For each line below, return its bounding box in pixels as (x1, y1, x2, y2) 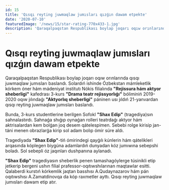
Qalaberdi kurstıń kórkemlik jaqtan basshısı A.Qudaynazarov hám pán (5, 168, 149, 174)
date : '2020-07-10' (5, 17, 46, 22)
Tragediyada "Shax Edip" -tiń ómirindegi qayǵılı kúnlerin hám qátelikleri (5, 137, 153, 143)
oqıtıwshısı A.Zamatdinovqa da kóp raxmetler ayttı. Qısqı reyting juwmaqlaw (5, 174, 162, 180)
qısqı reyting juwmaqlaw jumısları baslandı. (5, 102, 94, 108)
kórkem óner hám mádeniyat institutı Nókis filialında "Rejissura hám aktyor (5, 86, 161, 92)
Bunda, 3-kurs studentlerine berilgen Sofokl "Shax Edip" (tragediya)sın (5, 112, 153, 118)
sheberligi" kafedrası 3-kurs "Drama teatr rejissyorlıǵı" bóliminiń (5, 91, 142, 97)
